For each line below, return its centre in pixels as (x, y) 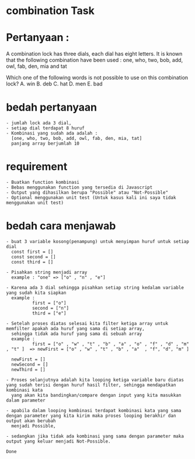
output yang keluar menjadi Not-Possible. (58, 441)
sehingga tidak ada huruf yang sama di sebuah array (77, 334)
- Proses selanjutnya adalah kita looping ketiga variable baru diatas (95, 380)
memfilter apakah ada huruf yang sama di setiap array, (75, 328)
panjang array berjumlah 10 (46, 144)
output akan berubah (31, 421)
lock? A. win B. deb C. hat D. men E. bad (55, 84)
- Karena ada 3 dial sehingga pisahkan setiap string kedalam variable (95, 287)
